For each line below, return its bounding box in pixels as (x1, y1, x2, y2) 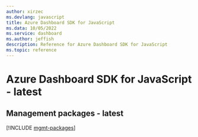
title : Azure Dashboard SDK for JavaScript (6, 19, 115, 25)
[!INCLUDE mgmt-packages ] (6, 124, 76, 131)
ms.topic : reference (6, 47, 57, 53)
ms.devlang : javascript (6, 14, 65, 20)
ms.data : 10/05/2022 (6, 25, 57, 31)
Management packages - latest (6, 109, 124, 119)
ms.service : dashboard (6, 31, 62, 37)
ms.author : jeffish (6, 36, 54, 42)
